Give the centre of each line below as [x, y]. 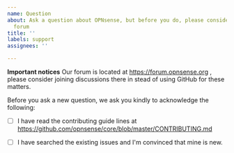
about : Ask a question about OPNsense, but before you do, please [106, 20]
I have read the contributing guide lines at [77, 121]
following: [21, 107]
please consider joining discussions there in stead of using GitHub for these [116, 79]
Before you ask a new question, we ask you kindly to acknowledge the [108, 100]
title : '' [22, 33]
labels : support [31, 40]
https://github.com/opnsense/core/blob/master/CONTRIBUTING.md [115, 129]
